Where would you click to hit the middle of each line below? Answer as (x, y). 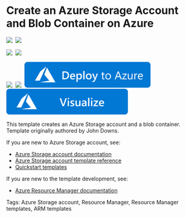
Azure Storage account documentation (63, 154)
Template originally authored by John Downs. (63, 130)
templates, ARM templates (39, 208)
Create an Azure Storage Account (92, 11)
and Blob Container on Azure (80, 23)
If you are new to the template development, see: (67, 179)
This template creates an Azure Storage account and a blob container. (93, 124)
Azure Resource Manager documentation (66, 190)
